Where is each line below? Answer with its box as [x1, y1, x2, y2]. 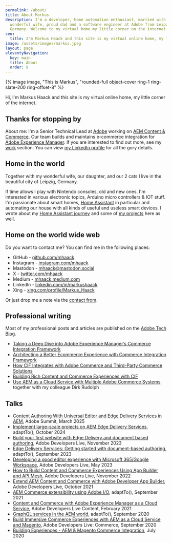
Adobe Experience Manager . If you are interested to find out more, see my [5, 139, 162, 145]
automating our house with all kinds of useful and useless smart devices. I [5, 205, 162, 211]
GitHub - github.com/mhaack [12, 254, 75, 260]
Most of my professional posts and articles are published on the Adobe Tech [5, 325, 167, 332]
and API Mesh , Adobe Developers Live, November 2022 [12, 473, 131, 479]
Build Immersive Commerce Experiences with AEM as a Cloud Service [12, 516, 161, 522]
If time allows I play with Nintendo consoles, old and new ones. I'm [5, 188, 146, 195]
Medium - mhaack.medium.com [12, 276, 80, 282]
